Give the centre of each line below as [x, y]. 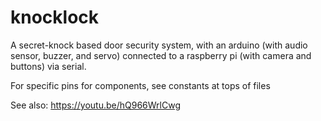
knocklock [55, 17]
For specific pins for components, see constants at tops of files [140, 85]
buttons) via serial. [48, 66]
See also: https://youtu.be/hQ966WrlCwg [95, 105]
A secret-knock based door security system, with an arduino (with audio [159, 45]
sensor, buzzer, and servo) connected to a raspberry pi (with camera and [161, 55]
